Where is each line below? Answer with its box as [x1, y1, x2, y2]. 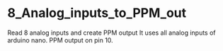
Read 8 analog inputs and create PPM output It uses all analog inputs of [7, 28, 216, 37]
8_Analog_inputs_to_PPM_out [7, 5, 187, 21]
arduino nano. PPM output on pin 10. [7, 35, 113, 44]
